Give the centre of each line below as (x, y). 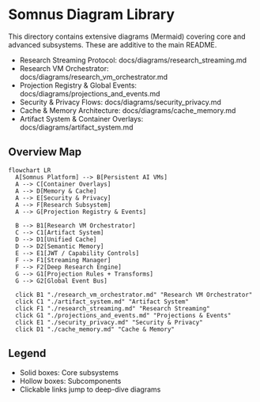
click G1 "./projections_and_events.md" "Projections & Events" (123, 315)
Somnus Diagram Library (92, 15)
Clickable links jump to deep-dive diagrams (90, 389)
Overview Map (45, 152)
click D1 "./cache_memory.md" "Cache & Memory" (95, 329)
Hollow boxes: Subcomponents (70, 381)
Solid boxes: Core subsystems (69, 372)
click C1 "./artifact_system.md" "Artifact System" (102, 302)
